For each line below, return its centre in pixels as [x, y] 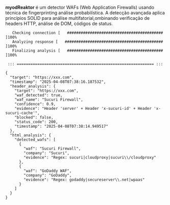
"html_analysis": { [31, 135]
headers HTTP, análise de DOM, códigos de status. [59, 23]
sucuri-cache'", [22, 113]
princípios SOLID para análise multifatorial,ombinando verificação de [77, 18]
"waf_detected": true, [39, 95]
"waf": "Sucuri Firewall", [52, 149]
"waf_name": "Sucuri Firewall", [49, 100]
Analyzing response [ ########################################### [88, 42]
